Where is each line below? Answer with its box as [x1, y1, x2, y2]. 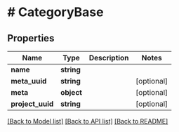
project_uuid [11, 99, 54, 109]
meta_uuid [11, 77, 47, 86]
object [60, 88, 83, 97]
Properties [7, 32, 55, 44]
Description [88, 53, 129, 62]
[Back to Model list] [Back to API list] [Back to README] [7, 117, 168, 125]
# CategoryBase [7, 4, 104, 20]
